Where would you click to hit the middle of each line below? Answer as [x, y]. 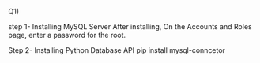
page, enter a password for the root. [67, 35]
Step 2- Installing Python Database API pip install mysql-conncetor [117, 50]
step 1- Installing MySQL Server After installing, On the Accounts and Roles [130, 26]
